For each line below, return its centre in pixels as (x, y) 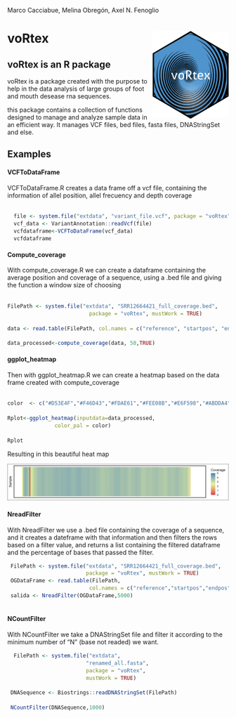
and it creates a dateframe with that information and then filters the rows (112, 537)
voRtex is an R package (59, 64)
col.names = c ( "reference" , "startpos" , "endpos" (160, 588)
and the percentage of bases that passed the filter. (81, 552)
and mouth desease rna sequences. (59, 96)
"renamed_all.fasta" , (117, 663)
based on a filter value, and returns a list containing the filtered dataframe (114, 544)
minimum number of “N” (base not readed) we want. (83, 641)
